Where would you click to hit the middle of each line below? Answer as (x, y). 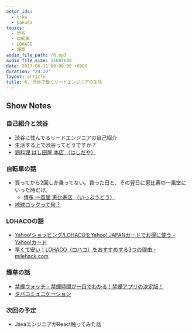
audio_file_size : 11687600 (39, 60)
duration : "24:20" (28, 71)
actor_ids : (19, 11)
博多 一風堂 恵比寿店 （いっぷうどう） (69, 197)
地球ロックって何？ (38, 204)
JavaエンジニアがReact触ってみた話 (58, 324)
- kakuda (22, 22)
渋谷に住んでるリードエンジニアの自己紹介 (66, 138)
